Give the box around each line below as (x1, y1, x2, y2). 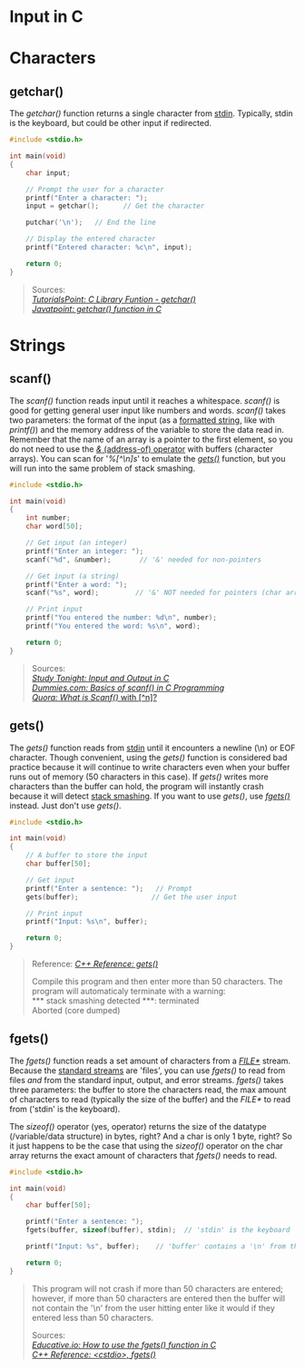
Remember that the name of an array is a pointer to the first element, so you (9, 434, 293, 445)
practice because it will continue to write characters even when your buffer (9, 761, 290, 772)
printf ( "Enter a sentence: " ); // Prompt (25, 884, 193, 893)
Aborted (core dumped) (31, 1005, 121, 1015)
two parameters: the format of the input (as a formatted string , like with (9, 415, 275, 425)
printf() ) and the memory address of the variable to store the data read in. (9, 424, 284, 435)
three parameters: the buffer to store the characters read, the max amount (9, 1084, 287, 1095)
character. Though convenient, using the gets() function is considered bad (9, 751, 288, 763)
